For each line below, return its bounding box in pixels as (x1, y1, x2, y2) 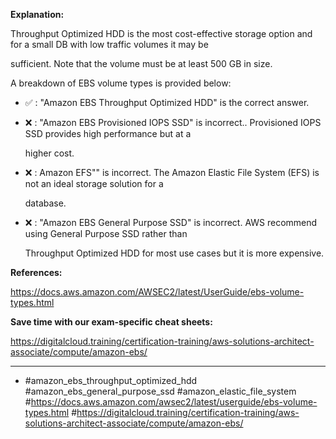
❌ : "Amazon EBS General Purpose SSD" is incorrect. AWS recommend (24, 217, 318, 228)
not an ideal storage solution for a (24, 178, 164, 189)
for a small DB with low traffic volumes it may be (10, 39, 209, 50)
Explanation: (10, 9, 65, 20)
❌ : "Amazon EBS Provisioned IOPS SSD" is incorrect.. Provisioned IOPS (24, 117, 322, 128)
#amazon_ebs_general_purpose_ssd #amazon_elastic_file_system (24, 385, 297, 397)
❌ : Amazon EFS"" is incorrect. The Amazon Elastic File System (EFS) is (24, 167, 320, 178)
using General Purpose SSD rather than (24, 228, 188, 239)
